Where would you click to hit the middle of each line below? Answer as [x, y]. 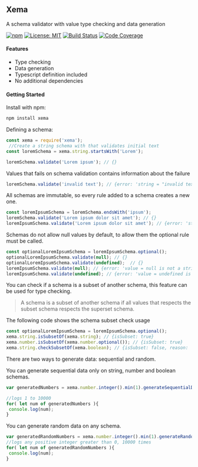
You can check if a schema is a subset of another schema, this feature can [97, 285]
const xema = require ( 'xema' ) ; [44, 141]
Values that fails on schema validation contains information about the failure [98, 173]
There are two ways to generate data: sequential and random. [81, 359]
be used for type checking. [39, 291]
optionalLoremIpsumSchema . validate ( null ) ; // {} [67, 257]
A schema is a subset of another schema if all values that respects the [106, 303]
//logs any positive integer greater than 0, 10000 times [79, 442]
